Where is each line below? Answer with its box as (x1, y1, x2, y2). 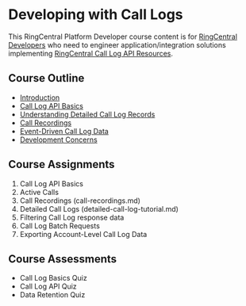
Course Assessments (8, 252, 117, 266)
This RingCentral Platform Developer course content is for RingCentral (8, 32, 238, 41)
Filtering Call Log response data (19, 212, 125, 222)
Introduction (19, 93, 60, 102)
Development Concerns (19, 135, 98, 144)
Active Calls (19, 187, 60, 197)
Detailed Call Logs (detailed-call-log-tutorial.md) (19, 204, 179, 213)
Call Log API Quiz (19, 281, 77, 291)
